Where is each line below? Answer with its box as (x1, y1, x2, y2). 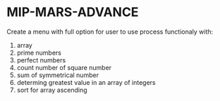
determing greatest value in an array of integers (16, 78, 156, 86)
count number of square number (16, 63, 112, 72)
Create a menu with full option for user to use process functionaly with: (6, 27, 214, 36)
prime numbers (16, 48, 61, 57)
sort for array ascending (16, 86, 87, 94)
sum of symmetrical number (16, 71, 99, 79)
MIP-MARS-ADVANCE (6, 4, 139, 20)
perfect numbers (16, 55, 66, 64)
